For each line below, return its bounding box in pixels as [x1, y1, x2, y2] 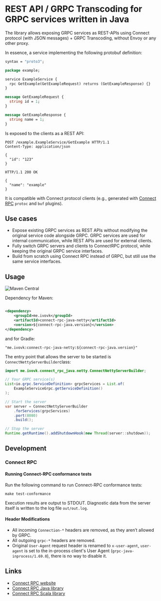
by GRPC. [12, 532, 32, 538]
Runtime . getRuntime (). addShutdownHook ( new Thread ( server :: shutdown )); [5, 431, 151, 436]
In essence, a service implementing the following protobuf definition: [5, 50, 143, 56]
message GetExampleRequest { [5, 95, 64, 99]
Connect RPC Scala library [12, 590, 65, 596]
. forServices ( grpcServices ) [14, 408, 70, 413]
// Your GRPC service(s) [5, 377, 55, 382]
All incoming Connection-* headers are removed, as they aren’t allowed [12, 527, 154, 533]
